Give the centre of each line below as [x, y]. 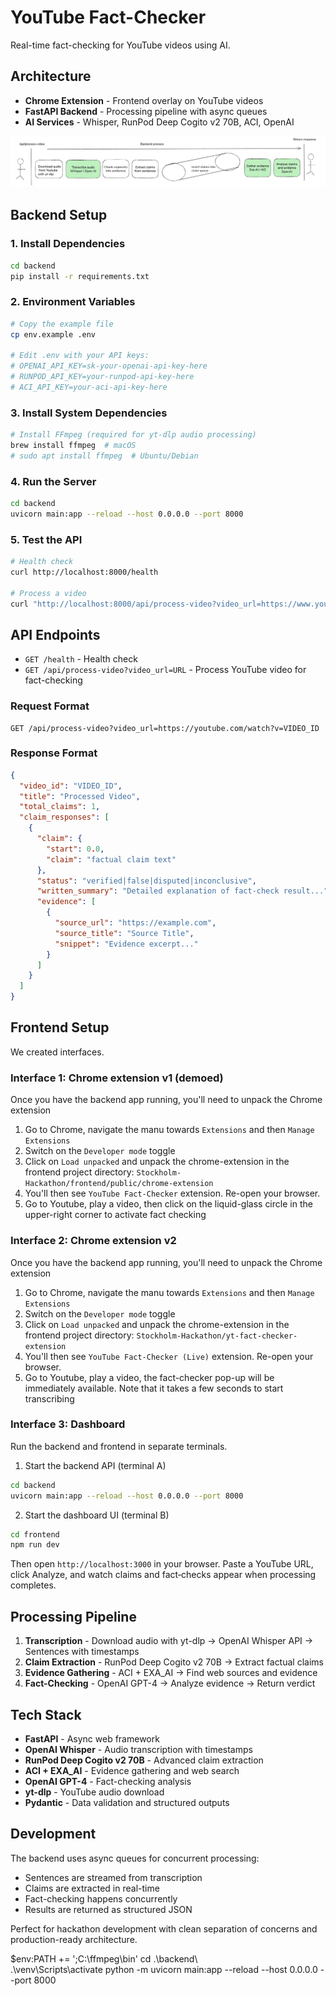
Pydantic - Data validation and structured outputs [127, 1802]
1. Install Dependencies [68, 244]
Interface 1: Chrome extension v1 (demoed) [117, 1078]
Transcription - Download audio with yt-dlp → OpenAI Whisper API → [169, 1641]
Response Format [54, 753]
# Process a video [48, 593]
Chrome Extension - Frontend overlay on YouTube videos [144, 100]
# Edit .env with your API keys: [80, 356]
